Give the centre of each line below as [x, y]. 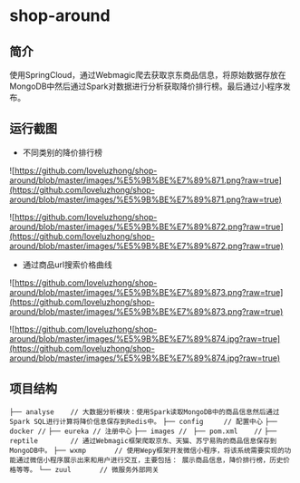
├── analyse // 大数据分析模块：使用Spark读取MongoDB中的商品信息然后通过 [145, 412]
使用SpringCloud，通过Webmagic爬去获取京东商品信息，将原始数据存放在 [148, 75]
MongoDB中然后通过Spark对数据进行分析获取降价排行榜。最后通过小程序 [146, 86]
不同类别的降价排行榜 [62, 152]
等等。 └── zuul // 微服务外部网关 [87, 469]
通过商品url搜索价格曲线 [67, 265]
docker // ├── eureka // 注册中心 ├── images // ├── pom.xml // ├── [143, 431]
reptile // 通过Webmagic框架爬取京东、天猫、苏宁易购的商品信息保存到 [143, 440]
